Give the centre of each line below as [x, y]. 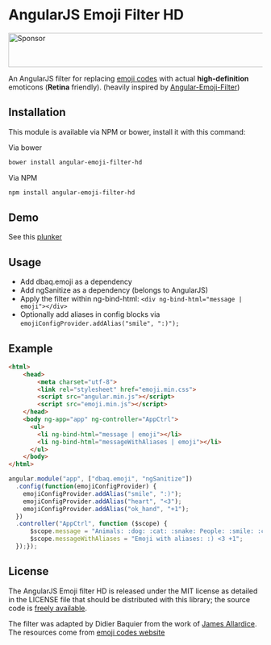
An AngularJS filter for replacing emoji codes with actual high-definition [129, 78]
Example [31, 348]
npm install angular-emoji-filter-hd [72, 192]
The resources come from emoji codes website [87, 632]
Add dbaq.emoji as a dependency [76, 282]
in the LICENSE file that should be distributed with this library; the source [129, 599]
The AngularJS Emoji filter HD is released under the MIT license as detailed [133, 591]
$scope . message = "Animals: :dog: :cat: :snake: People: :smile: [142, 531]
